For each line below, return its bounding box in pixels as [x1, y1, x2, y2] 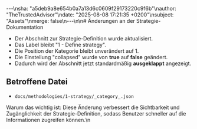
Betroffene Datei [6, 77, 68, 87]
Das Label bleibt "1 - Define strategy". [14, 41, 106, 48]
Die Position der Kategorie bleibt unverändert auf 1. [14, 47, 139, 55]
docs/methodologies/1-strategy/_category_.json [14, 93, 134, 99]
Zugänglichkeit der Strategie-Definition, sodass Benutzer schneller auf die [6, 110, 186, 117]
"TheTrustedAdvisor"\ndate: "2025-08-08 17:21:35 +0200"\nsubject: [6, 11, 174, 18]
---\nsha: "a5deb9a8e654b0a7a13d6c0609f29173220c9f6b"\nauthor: [6, 5, 177, 12]
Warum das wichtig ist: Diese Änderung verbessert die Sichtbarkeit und [6, 104, 180, 111]
